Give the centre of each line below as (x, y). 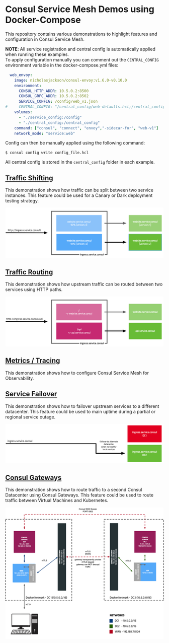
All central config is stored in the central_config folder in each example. (80, 162)
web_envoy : (21, 75)
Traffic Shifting (29, 178)
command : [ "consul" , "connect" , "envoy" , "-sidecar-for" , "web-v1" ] (87, 128)
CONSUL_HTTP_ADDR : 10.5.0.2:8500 (54, 91)
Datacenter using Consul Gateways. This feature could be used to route (79, 495)
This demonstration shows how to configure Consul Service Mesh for (77, 373)
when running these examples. (37, 54)
